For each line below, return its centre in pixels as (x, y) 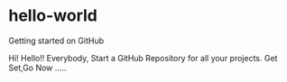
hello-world (53, 16)
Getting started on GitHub (56, 41)
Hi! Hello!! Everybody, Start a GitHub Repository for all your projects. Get (143, 58)
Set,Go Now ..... (37, 68)
